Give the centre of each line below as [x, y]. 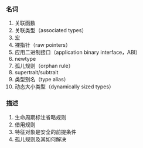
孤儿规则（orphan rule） [44, 66]
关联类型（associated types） [51, 30]
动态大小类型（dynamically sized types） [64, 87]
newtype [25, 59]
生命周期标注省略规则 [40, 117]
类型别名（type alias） [42, 80]
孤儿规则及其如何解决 [40, 139]
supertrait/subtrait [36, 73]
